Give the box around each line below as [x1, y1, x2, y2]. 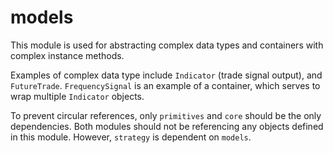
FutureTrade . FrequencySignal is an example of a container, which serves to [10, 79, 321, 91]
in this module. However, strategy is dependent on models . [10, 131, 252, 143]
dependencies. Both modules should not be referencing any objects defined [10, 120, 324, 132]
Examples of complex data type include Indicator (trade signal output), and [10, 69, 323, 81]
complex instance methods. [10, 49, 125, 61]
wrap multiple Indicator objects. [10, 90, 145, 102]
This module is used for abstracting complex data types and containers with [10, 39, 324, 51]
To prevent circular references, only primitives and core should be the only [10, 109, 322, 121]
